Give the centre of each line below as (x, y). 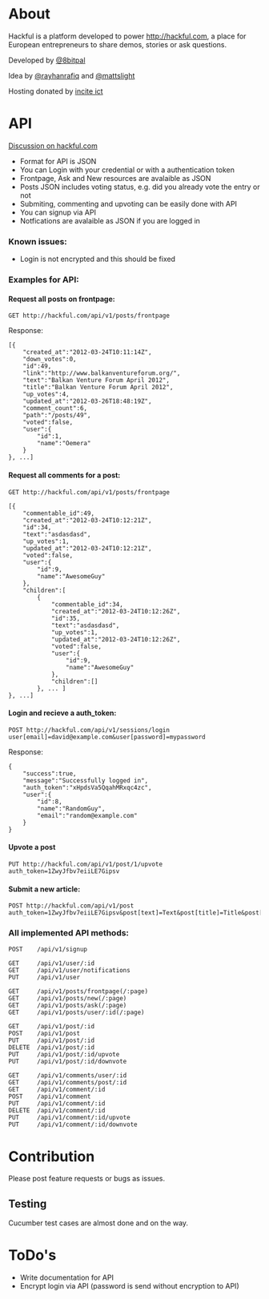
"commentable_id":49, (58, 513)
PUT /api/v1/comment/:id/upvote (69, 1118)
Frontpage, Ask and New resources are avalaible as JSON (115, 178)
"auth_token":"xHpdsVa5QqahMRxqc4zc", (87, 787)
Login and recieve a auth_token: (62, 713)
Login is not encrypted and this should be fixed (98, 259)
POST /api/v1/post (44, 1034)
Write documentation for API (67, 1277)
